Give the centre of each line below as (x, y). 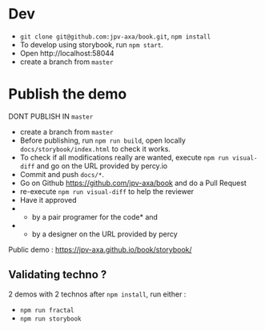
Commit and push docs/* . (62, 174)
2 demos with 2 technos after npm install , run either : (97, 294)
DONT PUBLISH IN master (51, 116)
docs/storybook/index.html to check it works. (95, 148)
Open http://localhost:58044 (67, 53)
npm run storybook (50, 319)
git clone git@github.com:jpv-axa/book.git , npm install (115, 36)
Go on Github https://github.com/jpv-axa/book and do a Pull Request (133, 183)
